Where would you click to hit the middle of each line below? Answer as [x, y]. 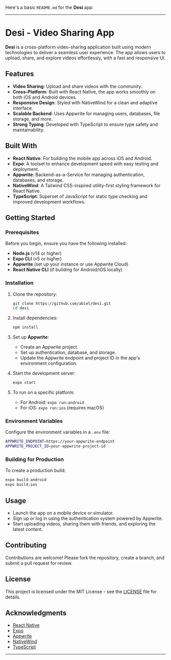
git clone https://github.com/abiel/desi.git [62, 303]
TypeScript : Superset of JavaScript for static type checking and [80, 196]
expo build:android [26, 480]
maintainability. [28, 129]
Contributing [26, 545]
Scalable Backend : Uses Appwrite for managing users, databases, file [86, 113]
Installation [20, 283]
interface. [23, 108]
